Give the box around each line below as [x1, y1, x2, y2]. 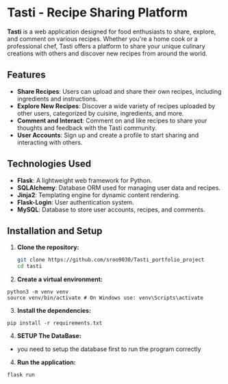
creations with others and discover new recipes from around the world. [7, 49, 207, 57]
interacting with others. [16, 138, 83, 146]
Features [7, 69, 46, 81]
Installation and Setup [7, 225, 103, 237]
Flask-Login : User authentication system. [16, 198, 135, 206]
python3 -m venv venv [7, 289, 69, 296]
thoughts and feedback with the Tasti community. [16, 123, 157, 131]
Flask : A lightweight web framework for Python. [16, 176, 153, 184]
